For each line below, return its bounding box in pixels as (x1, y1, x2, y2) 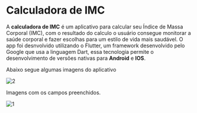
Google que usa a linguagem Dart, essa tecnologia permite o (6, 48, 154, 55)
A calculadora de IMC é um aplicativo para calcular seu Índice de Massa (6, 23, 183, 30)
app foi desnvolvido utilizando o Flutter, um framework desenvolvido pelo (6, 42, 185, 49)
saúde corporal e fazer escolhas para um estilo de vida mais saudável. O (6, 35, 183, 43)
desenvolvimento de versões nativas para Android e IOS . (6, 54, 146, 62)
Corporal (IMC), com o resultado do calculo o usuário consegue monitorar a (6, 29, 191, 36)
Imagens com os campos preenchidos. (6, 89, 101, 96)
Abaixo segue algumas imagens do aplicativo (6, 66, 117, 73)
